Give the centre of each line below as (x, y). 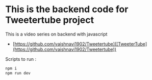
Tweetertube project (50, 20)
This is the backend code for (67, 9)
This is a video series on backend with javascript (56, 34)
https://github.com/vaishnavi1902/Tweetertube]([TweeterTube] (81, 44)
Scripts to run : (21, 59)
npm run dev (18, 73)
